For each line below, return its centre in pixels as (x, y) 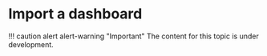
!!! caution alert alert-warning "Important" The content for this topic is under (133, 36)
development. (31, 44)
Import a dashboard (75, 14)
